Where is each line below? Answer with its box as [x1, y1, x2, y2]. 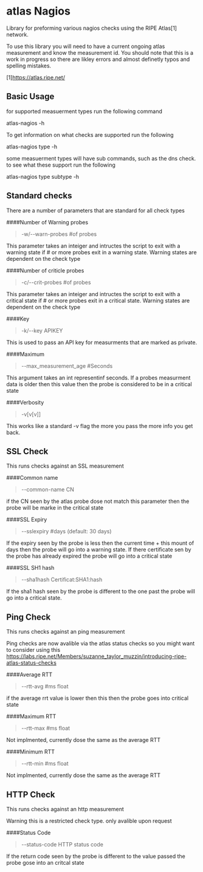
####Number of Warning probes [6, 218, 89, 226]
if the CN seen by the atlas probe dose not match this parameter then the [6, 497, 190, 505]
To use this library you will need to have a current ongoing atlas [6, 43, 165, 50]
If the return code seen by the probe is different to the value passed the [6, 853, 185, 860]
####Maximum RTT [6, 713, 57, 720]
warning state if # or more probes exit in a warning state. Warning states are [6, 248, 197, 256]
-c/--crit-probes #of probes [21, 279, 91, 286]
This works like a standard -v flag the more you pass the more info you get [6, 422, 193, 429]
